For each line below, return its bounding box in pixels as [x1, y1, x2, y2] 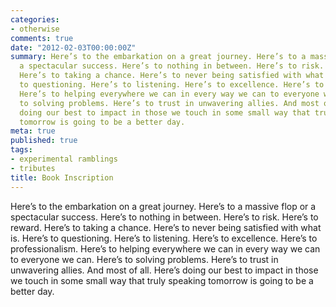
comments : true [10, 33, 74, 43]
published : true [10, 136, 78, 146]
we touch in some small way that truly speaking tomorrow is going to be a [10, 274, 314, 286]
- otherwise [10, 24, 60, 34]
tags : [10, 145, 33, 155]
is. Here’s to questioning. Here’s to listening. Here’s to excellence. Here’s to [10, 232, 318, 244]
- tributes [10, 163, 56, 173]
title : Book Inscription [10, 172, 114, 183]
